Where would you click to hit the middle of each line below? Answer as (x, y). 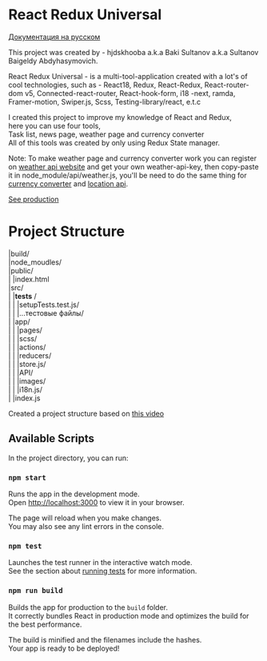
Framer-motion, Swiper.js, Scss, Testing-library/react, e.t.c (105, 102)
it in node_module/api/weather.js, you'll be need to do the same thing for (128, 175)
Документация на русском (54, 37)
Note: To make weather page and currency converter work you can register (133, 158)
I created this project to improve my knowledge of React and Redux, (120, 117)
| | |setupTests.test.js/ (44, 305)
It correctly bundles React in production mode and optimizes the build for (129, 615)
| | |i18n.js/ (25, 389)
